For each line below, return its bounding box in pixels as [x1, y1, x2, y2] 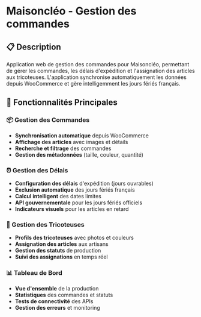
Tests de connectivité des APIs [14, 297, 94, 305]
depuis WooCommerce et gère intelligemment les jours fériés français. [6, 80, 181, 87]
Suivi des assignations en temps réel [14, 253, 108, 260]
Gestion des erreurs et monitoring [14, 304, 100, 311]
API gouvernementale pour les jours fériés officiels [14, 199, 143, 206]
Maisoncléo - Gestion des [6, 4, 137, 18]
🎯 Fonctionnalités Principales [6, 98, 118, 108]
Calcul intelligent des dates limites [14, 192, 102, 199]
